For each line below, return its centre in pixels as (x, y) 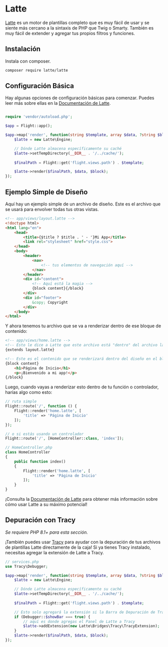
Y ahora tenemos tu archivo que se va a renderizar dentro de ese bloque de (83, 326)
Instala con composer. (28, 61)
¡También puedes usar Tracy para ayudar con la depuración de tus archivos (83, 542)
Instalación (23, 49)
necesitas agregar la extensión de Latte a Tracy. (54, 552)
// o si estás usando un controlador (44, 434)
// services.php (22, 562)
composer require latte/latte (37, 70)
